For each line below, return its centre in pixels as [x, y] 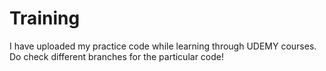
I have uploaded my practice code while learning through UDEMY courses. [163, 46]
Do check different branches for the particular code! [117, 56]
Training [45, 18]
